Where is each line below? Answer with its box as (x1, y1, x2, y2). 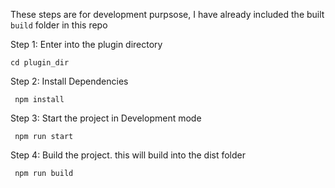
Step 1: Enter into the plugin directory (10, 39, 163, 50)
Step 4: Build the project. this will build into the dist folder (10, 149, 247, 161)
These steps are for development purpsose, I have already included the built (10, 9, 325, 20)
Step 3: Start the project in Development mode (10, 112, 202, 124)
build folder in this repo (10, 19, 108, 31)
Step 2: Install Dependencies (10, 75, 129, 87)
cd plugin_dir (10, 58, 70, 68)
